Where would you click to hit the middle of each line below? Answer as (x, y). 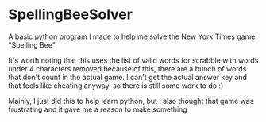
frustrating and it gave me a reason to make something (98, 109)
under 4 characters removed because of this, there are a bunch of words (127, 68)
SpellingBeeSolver (71, 15)
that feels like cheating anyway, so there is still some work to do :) (116, 86)
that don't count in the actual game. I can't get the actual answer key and (128, 77)
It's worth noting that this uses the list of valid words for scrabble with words (133, 60)
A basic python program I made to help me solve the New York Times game (132, 36)
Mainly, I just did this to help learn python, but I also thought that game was (131, 101)
